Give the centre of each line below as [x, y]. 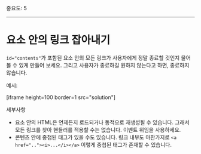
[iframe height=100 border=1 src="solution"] [61, 97]
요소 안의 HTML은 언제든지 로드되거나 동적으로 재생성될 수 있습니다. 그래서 [102, 122]
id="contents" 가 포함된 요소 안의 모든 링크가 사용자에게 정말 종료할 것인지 [93, 57]
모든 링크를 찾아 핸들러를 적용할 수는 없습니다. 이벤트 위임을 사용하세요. [98, 130]
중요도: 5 [16, 8]
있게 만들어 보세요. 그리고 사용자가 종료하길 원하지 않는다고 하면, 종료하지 [104, 65]
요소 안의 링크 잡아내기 [58, 40]
